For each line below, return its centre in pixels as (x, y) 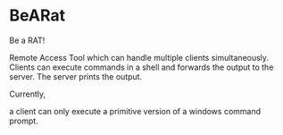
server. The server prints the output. (76, 76)
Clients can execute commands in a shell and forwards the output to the (141, 67)
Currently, (28, 94)
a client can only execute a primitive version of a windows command (135, 111)
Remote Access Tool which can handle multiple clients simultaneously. (139, 57)
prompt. (24, 121)
